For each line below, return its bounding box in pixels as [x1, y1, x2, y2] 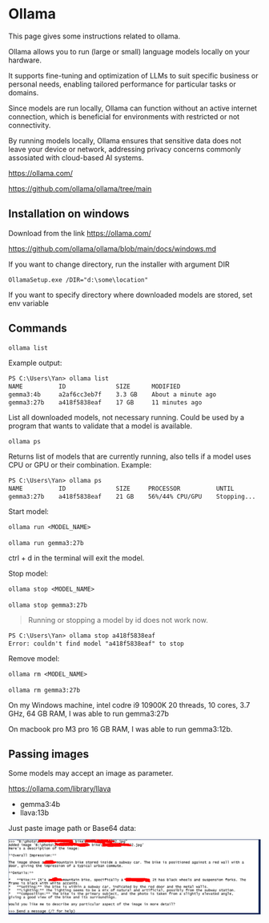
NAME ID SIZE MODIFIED [8, 382, 181, 391]
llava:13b [19, 808, 50, 817]
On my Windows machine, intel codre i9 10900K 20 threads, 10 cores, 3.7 [8, 700, 251, 709]
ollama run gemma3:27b [8, 539, 84, 547]
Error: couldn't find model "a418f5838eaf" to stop [8, 640, 184, 648]
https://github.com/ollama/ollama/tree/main [8, 183, 152, 193]
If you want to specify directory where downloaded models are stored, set [8, 290, 253, 299]
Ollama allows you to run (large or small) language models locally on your [8, 46, 251, 56]
